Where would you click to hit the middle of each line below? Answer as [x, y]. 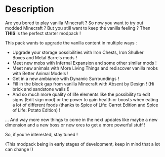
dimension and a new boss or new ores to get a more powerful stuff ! [75, 125]
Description [30, 9]
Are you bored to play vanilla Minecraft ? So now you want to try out [74, 23]
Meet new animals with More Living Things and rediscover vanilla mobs [85, 68]
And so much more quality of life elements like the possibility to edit [81, 94]
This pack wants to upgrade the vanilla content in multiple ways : [71, 42]
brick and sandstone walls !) [41, 89]
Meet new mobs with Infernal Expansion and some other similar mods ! [84, 63]
